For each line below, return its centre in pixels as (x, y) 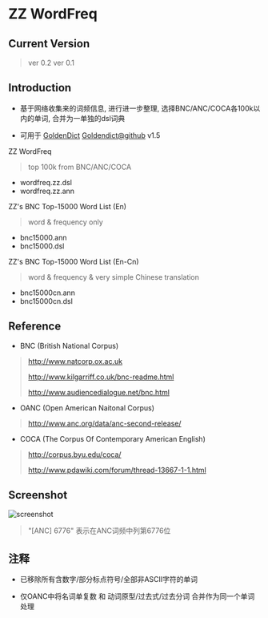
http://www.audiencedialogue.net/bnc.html (99, 392)
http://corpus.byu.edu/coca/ (74, 454)
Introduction (40, 88)
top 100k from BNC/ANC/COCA (80, 167)
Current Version (49, 44)
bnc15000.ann (43, 237)
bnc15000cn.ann (48, 293)
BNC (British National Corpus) (69, 345)
